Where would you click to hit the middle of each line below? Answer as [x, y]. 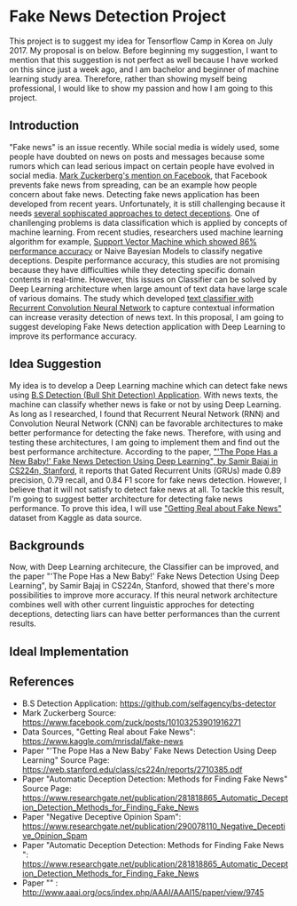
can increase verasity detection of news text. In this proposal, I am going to [146, 317]
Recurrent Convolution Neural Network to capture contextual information [142, 308]
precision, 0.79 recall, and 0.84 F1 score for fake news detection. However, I [148, 480]
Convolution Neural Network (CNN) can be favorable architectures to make [146, 423]
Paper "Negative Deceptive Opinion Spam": [102, 816]
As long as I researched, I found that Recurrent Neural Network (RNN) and [145, 413]
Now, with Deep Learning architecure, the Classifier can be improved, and [144, 567]
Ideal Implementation [69, 651]
